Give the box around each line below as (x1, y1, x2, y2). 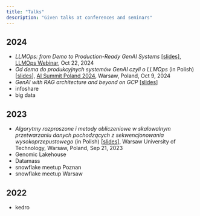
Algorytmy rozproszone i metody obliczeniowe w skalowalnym (15, 125, 171, 133)
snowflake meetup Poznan (15, 164, 82, 171)
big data (15, 91, 36, 99)
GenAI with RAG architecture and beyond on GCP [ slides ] (15, 79, 158, 86)
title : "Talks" (6, 8, 45, 15)
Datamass (15, 157, 40, 165)
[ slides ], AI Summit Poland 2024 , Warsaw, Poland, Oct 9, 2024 (15, 72, 171, 79)
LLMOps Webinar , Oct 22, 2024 (15, 59, 94, 67)
